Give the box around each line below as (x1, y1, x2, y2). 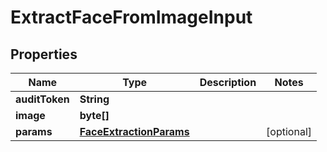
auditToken (15, 92, 70, 106)
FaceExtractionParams (79, 125, 190, 138)
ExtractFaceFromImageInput (10, 6, 253, 29)
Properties (10, 46, 78, 63)
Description (199, 76, 257, 89)
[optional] (266, 125, 313, 138)
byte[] (79, 109, 110, 122)
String (79, 92, 110, 106)
